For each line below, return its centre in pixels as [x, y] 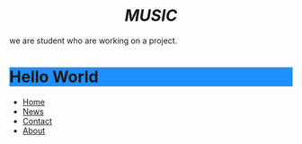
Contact [37, 121]
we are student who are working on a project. [93, 40]
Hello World [54, 77]
